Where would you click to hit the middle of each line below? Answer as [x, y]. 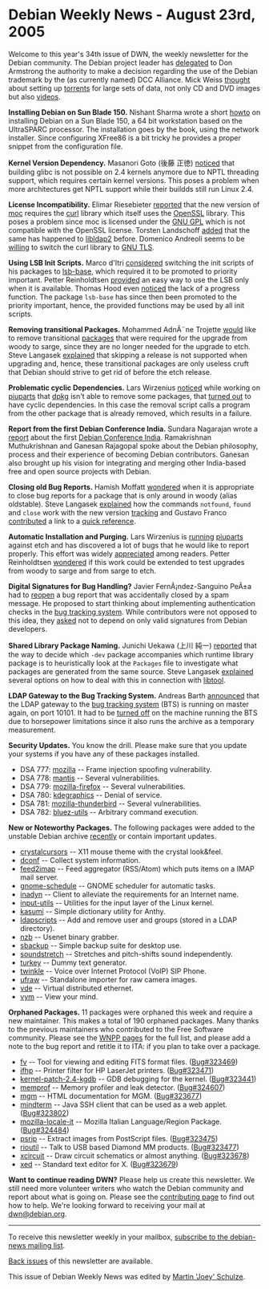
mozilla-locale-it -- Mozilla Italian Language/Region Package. [121, 1121]
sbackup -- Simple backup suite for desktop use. [100, 945]
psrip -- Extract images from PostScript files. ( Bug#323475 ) [119, 1138]
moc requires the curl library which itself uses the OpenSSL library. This [127, 213]
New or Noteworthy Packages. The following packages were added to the [132, 827]
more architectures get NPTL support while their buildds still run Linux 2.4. [131, 189]
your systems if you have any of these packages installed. [104, 754]
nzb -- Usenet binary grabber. [69, 937]
